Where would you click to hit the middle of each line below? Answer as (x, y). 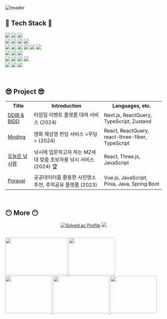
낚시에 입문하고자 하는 (58, 152)
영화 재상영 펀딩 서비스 (59, 134)
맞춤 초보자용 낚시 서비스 (67, 159)
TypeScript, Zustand (128, 121)
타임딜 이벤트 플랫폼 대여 (61, 114)
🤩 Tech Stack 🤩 (29, 23)
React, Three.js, (122, 157)
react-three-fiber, (125, 137)
